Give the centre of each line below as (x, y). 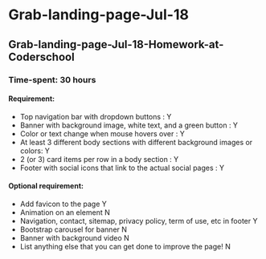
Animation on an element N (65, 212)
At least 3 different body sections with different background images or (136, 142)
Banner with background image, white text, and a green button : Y (129, 125)
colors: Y (35, 151)
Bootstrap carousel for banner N (73, 229)
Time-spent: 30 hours (52, 79)
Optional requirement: (46, 186)
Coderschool (41, 57)
